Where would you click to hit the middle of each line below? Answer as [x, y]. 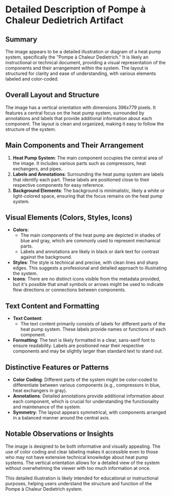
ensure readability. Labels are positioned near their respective [78, 346]
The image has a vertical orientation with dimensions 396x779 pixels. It [81, 107]
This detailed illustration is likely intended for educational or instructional [82, 478]
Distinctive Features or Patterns [57, 367]
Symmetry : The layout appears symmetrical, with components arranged [89, 412]
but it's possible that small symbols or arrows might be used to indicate [88, 284]
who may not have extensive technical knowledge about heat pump [77, 457]
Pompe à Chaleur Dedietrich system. [44, 489]
